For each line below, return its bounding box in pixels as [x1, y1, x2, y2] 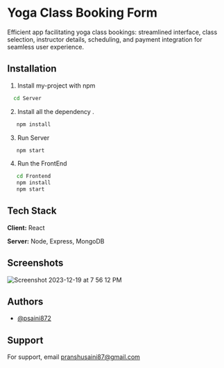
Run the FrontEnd [17, 159, 67, 168]
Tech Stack [7, 205, 57, 217]
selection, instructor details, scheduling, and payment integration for [7, 35, 203, 43]
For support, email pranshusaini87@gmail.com [7, 353, 141, 361]
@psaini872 [17, 314, 52, 323]
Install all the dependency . [17, 107, 95, 115]
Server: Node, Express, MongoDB [7, 237, 105, 245]
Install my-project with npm [17, 81, 96, 90]
